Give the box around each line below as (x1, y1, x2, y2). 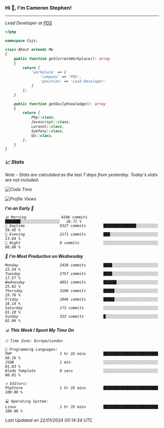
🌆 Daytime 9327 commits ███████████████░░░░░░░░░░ (5, 223, 159, 228)
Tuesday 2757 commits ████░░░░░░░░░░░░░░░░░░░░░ (5, 271, 159, 276)
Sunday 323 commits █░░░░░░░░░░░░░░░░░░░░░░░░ (5, 314, 159, 319)
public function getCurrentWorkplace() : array (14, 56, 110, 61)
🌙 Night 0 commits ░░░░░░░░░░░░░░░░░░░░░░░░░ (5, 240, 159, 245)
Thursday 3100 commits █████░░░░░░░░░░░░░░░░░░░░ (5, 288, 159, 293)
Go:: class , (31, 133, 54, 138)
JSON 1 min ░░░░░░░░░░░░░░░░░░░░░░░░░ (5, 360, 159, 364)
